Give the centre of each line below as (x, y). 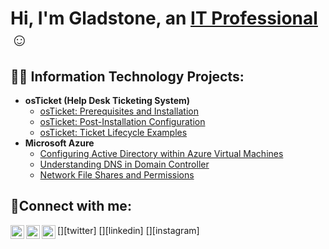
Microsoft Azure (59, 143)
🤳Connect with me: (71, 206)
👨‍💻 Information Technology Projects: (127, 76)
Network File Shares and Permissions (117, 175)
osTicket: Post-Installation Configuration (122, 121)
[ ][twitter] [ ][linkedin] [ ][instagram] (128, 230)
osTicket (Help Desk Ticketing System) (107, 100)
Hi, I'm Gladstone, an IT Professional (164, 18)
